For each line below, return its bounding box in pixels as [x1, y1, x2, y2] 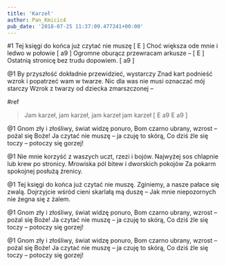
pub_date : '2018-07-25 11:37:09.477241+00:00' [7, 23, 144, 30]
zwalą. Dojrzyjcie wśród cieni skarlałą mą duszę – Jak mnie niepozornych [7, 187, 216, 196]
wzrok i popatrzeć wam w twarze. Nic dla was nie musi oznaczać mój [7, 77, 205, 85]
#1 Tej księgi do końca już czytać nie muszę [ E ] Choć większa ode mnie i [7, 42, 218, 50]
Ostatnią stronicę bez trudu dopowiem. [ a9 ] [7, 57, 135, 65]
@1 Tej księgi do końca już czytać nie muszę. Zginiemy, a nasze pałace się [7, 181, 220, 189]
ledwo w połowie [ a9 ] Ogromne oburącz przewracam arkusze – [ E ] [7, 49, 205, 57]
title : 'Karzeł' [7, 10, 54, 17]
